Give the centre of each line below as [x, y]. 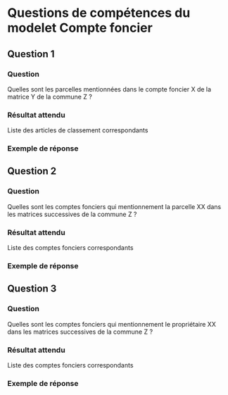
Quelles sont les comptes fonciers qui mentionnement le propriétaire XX [112, 324]
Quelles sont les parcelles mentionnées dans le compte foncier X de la [109, 89]
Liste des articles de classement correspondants [78, 130]
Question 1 [31, 54]
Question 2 [32, 171]
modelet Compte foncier [80, 28]
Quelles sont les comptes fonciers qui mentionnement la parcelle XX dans [114, 206]
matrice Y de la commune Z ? [50, 96]
